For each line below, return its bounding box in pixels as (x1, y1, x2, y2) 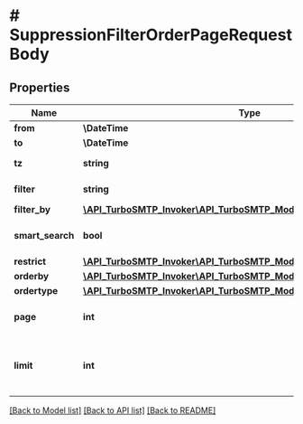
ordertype (14, 285, 59, 297)
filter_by (14, 203, 51, 215)
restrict (14, 255, 47, 268)
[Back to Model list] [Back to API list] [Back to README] (9, 405, 216, 416)
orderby (14, 270, 50, 282)
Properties (9, 80, 70, 95)
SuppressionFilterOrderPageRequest (9, 24, 293, 45)
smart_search (14, 230, 75, 241)
